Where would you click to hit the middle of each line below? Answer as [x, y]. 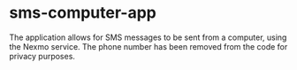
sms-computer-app [83, 13]
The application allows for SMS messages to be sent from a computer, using [148, 37]
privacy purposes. [42, 56]
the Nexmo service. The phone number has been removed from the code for [148, 46]
